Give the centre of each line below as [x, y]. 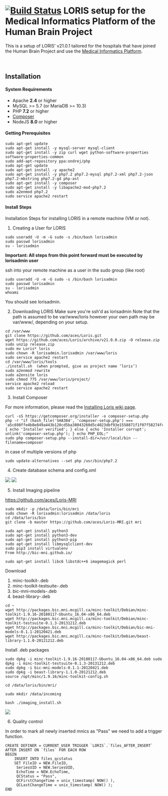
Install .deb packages [27, 649]
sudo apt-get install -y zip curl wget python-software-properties [77, 152]
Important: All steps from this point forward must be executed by [74, 255]
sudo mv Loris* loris [28, 348]
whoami [12, 292]
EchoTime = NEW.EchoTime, [43, 772]
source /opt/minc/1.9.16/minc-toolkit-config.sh [57, 676]
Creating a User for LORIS [39, 228]
